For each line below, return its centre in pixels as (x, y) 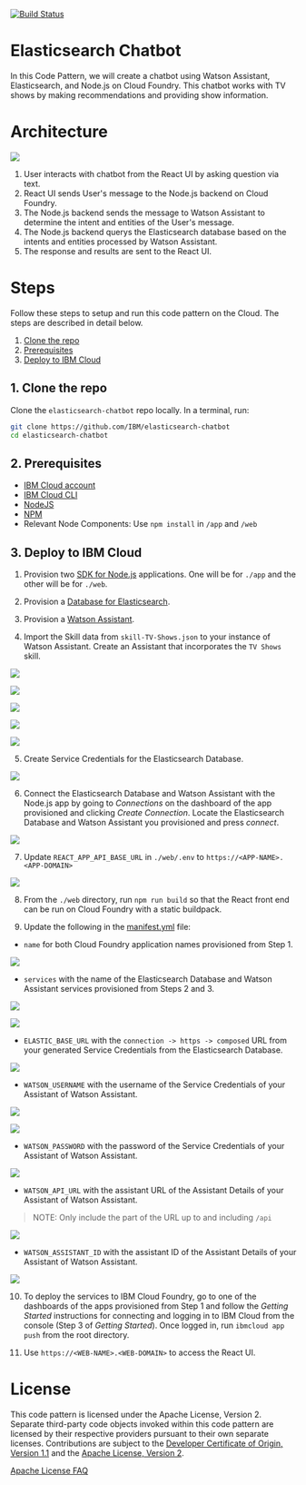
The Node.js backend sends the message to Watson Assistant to (144, 213)
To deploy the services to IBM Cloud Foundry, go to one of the (140, 1296)
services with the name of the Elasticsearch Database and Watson (148, 979)
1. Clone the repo (59, 388)
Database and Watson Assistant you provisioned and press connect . (151, 822)
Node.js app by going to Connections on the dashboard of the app (148, 803)
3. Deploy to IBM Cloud (76, 553)
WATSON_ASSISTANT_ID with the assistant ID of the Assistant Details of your (160, 1252)
